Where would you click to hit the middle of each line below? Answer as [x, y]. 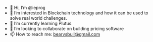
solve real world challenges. [38, 18]
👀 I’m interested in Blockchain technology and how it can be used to [79, 13]
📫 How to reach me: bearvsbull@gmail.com [55, 34]
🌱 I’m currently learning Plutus [41, 23]
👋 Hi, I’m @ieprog [27, 8]
